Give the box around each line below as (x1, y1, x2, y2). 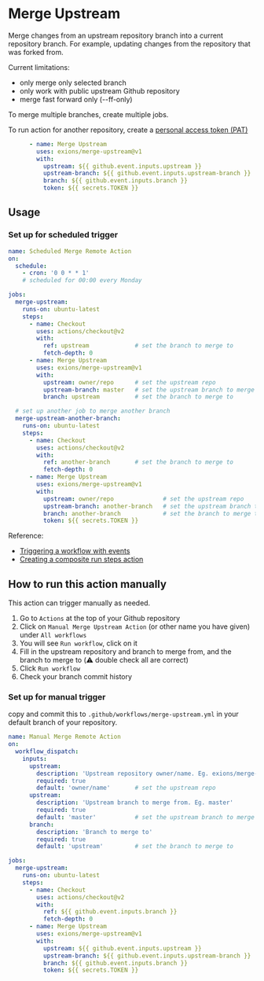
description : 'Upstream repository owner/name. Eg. (36, 770, 210, 777)
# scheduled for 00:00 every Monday (22, 277, 143, 285)
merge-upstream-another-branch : (15, 414, 122, 423)
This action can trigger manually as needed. (8, 598, 151, 608)
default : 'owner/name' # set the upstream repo (36, 784, 216, 792)
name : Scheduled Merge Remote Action (8, 247, 132, 255)
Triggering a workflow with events (19, 546, 130, 556)
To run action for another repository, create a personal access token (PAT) (8, 125, 248, 134)
